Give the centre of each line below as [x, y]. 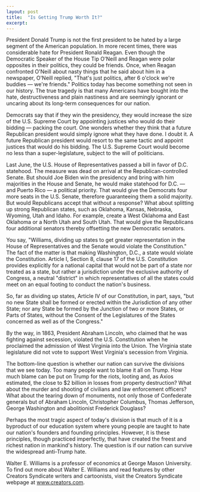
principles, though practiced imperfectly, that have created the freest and [96, 439]
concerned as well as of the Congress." [55, 321]
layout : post [22, 12]
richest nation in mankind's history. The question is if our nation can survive [99, 445]
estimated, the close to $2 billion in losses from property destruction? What [99, 383]
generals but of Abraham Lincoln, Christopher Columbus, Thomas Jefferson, [100, 402]
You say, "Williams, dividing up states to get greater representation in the [96, 240]
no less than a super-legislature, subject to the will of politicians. [85, 153]
